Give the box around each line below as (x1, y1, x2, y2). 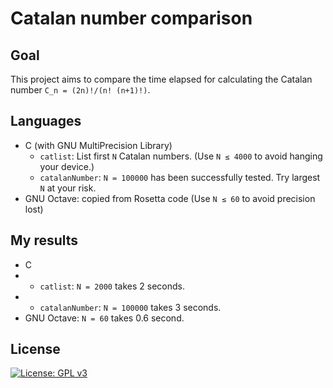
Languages (10, 113, 82, 130)
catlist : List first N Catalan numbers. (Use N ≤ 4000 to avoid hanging (39, 150, 323, 162)
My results (10, 232, 79, 249)
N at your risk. (39, 182, 97, 194)
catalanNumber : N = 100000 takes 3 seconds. (39, 301, 222, 313)
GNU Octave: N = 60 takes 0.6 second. (24, 312, 185, 324)
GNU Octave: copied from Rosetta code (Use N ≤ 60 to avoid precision (24, 192, 316, 204)
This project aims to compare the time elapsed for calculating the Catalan (10, 73, 313, 85)
